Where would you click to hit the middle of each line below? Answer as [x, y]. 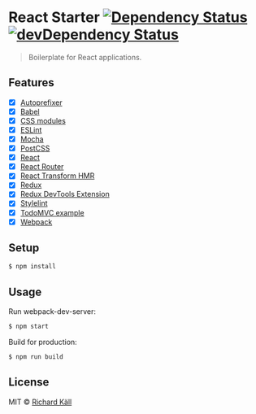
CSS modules [43, 120]
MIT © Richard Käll [40, 402]
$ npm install [33, 267]
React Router [42, 167]
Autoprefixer [41, 102]
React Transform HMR [57, 176]
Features [31, 83]
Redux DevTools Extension [65, 194]
